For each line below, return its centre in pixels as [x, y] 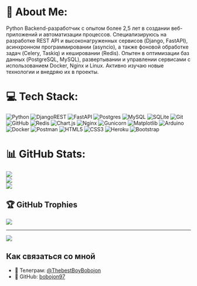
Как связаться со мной [51, 256]
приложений [22, 34]
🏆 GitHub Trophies [42, 205]
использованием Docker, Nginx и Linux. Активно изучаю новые [85, 65]
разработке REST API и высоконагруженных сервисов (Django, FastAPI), [97, 40]
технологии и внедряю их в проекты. [52, 71]
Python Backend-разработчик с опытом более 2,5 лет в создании [88, 28]
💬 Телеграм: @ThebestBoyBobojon [58, 270]
